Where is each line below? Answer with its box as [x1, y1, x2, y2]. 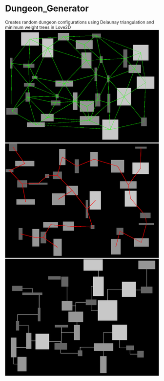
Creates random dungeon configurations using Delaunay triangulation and [5, 19, 154, 25]
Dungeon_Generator [5, 3, 89, 14]
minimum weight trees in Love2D [5, 24, 71, 30]
